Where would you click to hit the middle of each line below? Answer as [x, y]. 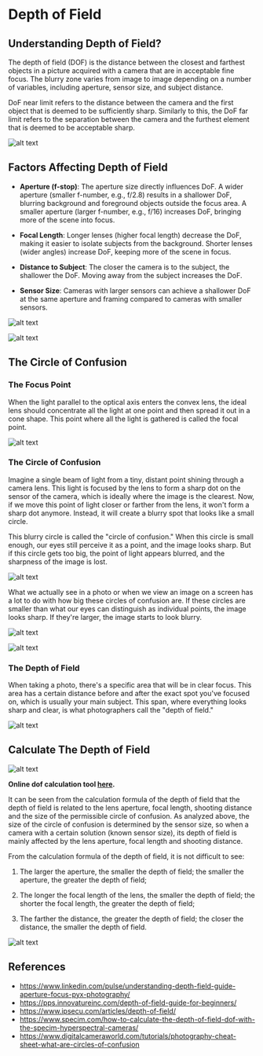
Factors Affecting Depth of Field [88, 168]
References [37, 967]
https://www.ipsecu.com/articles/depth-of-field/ [98, 1010]
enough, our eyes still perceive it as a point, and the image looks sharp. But [130, 544]
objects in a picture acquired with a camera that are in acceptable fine [121, 71]
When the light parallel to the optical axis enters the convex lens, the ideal [128, 401]
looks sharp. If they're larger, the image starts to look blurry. [105, 617]
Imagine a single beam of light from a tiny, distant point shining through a [126, 479]
